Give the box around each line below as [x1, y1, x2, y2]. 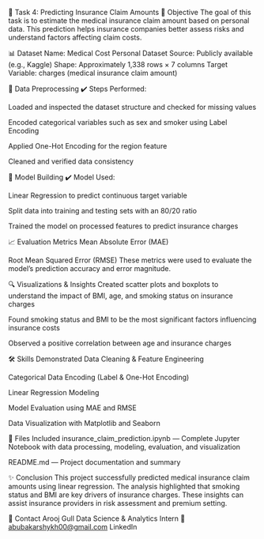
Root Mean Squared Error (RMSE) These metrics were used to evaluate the [8, 255, 252, 265]
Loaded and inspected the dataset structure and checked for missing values [8, 103, 257, 111]
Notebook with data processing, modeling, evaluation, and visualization [8, 443, 241, 451]
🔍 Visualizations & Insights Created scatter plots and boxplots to [8, 280, 219, 288]
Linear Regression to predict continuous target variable [8, 190, 187, 200]
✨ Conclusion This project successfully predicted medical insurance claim [8, 473, 251, 482]
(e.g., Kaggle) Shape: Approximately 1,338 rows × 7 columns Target [8, 60, 228, 69]
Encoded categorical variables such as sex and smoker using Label [8, 118, 228, 126]
